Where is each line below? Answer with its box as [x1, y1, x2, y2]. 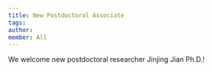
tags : [8, 19, 26, 27]
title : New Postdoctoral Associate [8, 11, 125, 20]
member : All [8, 33, 47, 41]
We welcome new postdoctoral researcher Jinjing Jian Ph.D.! [8, 55, 206, 64]
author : [8, 26, 34, 34]
